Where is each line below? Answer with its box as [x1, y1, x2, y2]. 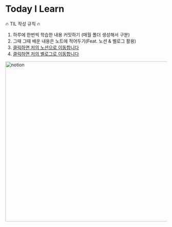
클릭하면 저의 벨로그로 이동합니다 [12, 51, 79, 57]
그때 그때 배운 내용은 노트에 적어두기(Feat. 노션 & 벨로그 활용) [12, 38, 137, 44]
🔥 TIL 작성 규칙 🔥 [5, 20, 41, 27]
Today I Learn [5, 3, 65, 15]
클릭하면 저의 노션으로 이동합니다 [12, 44, 79, 50]
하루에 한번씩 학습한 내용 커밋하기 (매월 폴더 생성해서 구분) [12, 31, 130, 37]
